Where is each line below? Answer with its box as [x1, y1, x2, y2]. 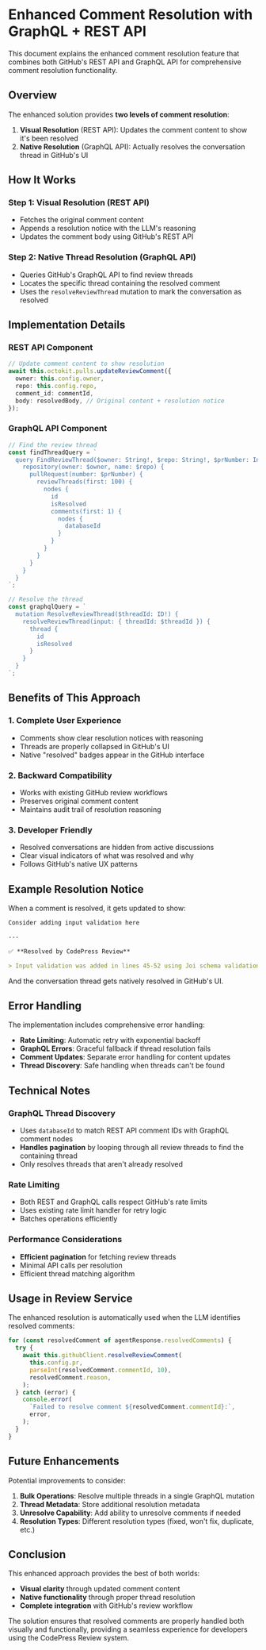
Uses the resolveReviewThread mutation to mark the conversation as [19, 287, 242, 296]
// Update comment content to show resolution [8, 360, 165, 368]
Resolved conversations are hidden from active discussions [19, 843, 215, 852]
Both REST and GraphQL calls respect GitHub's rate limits [19, 1197, 207, 1207]
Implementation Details [8, 318, 126, 332]
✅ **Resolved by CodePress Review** [8, 947, 131, 956]
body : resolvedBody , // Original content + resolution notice [15, 397, 225, 405]
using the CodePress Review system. [8, 1633, 129, 1643]
